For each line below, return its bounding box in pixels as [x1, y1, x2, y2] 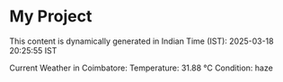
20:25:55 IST [9, 45, 57, 55]
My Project [9, 6, 93, 27]
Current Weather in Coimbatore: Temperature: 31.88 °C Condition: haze [9, 62, 274, 73]
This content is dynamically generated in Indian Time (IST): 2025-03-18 [9, 36, 274, 46]
